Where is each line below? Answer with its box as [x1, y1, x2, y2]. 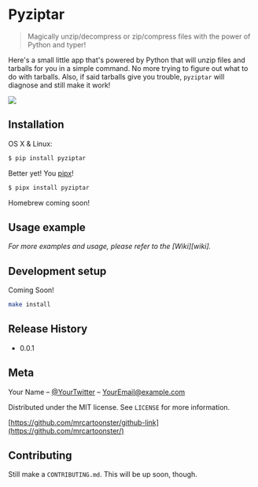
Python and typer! [27, 39, 87, 49]
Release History [8, 322, 88, 336]
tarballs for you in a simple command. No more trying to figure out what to [8, 63, 249, 72]
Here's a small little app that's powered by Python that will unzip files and [8, 55, 245, 65]
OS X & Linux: [8, 139, 53, 148]
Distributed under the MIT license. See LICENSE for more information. [8, 402, 230, 411]
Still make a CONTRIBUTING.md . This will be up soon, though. [8, 470, 198, 479]
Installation [8, 118, 64, 132]
